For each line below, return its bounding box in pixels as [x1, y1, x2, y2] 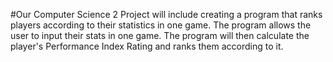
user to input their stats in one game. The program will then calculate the [10, 30, 310, 41]
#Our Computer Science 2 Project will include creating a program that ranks [10, 9, 323, 20]
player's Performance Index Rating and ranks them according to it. [10, 40, 284, 52]
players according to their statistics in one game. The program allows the [10, 19, 312, 31]
